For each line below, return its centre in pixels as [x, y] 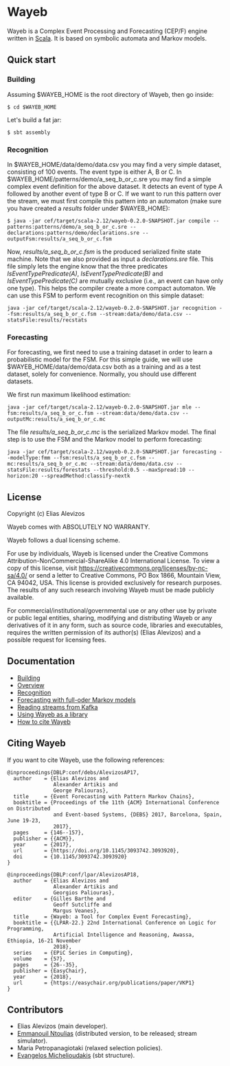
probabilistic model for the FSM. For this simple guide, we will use [100, 360]
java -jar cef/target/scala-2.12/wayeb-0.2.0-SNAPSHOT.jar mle [100, 407]
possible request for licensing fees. [57, 640]
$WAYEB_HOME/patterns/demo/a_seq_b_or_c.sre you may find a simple [109, 179]
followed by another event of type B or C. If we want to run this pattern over [114, 194]
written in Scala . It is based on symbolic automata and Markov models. [107, 38]
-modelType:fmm [29, 458]
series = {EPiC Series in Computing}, [73, 953]
